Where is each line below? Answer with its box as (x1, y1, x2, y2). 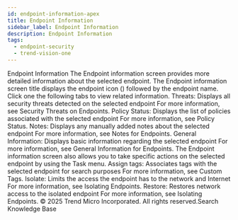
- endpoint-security (13, 43, 74, 50)
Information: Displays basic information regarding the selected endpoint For (7, 137, 228, 145)
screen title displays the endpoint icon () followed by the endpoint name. (7, 84, 219, 93)
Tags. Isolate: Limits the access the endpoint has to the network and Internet (7, 174, 231, 183)
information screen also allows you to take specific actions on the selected (7, 151, 225, 160)
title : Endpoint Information (7, 17, 93, 24)
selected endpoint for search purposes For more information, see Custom (7, 167, 222, 175)
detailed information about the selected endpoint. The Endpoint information (7, 76, 227, 85)
